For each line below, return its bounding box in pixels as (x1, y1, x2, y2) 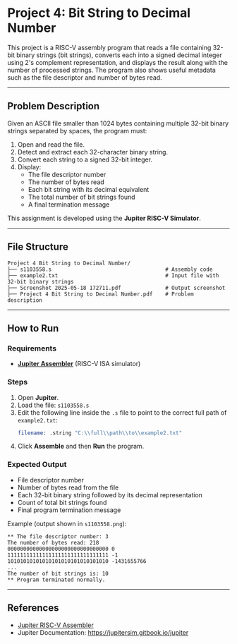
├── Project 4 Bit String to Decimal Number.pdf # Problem (7, 291, 194, 298)
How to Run (7, 322, 59, 334)
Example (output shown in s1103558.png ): (7, 519, 127, 528)
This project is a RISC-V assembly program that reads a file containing (7, 43, 212, 51)
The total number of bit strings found (28, 193, 135, 201)
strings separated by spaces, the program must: (7, 126, 147, 135)
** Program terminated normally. (7, 576, 106, 583)
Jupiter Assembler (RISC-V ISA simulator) (17, 360, 141, 368)
